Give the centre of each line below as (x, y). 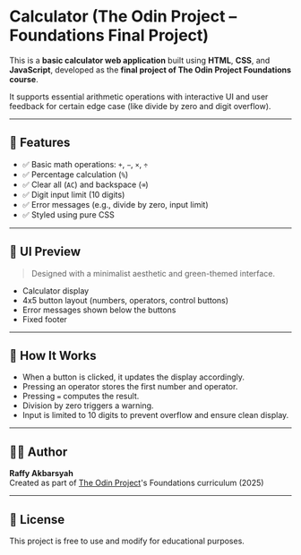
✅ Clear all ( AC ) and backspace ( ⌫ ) (85, 184)
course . (24, 79)
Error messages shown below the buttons (99, 310)
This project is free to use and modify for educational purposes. (127, 541)
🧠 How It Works (53, 355)
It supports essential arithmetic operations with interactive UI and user (139, 97)
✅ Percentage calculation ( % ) (75, 174)
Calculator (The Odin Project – (123, 17)
